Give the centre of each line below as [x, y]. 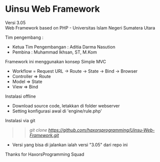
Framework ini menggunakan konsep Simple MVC [56, 61]
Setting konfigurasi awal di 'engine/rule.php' [57, 111]
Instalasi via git [20, 120]
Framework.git [44, 135]
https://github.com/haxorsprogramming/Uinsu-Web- [102, 130]
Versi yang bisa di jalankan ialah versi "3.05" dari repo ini [70, 145]
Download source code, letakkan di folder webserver [66, 106]
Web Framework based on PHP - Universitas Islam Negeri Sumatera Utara [80, 27]
